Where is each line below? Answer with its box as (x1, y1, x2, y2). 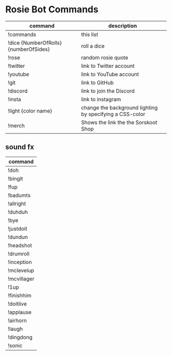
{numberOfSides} (8, 45, 50, 52)
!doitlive (8, 300, 27, 307)
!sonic (8, 342, 23, 349)
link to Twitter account (81, 62, 135, 69)
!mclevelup (8, 267, 34, 274)
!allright (8, 200, 26, 207)
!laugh (8, 325, 23, 332)
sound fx (5, 143, 34, 152)
